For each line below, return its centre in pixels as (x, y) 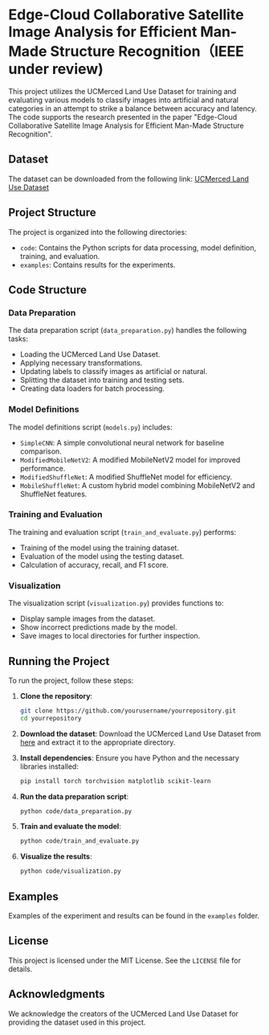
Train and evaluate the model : (71, 827)
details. (20, 969)
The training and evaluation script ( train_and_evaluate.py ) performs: (122, 532)
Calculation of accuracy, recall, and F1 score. (94, 565)
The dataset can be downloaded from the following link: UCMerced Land (128, 179)
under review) (56, 69)
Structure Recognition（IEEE (147, 52)
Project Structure (52, 213)
